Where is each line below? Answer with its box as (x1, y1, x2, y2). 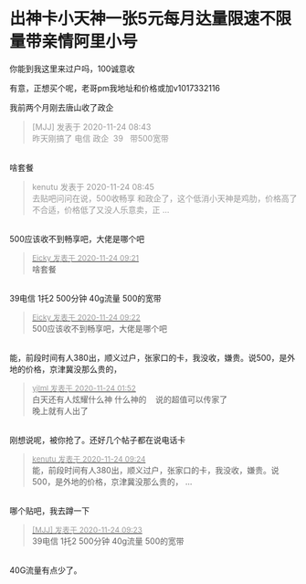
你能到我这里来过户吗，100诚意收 (9, 63, 135, 74)
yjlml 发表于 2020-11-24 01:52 (31, 383, 137, 393)
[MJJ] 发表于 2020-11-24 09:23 (31, 525, 143, 535)
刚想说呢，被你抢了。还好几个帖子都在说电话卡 (9, 434, 185, 445)
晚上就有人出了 (31, 405, 89, 416)
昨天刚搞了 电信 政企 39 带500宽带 (31, 133, 169, 143)
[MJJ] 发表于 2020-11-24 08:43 (31, 121, 152, 133)
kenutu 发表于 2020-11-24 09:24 (31, 453, 146, 464)
